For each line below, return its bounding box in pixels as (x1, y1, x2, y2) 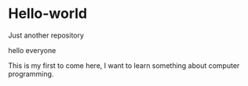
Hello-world (8, 5, 88, 23)
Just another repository (8, 30, 85, 40)
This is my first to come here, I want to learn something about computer (8, 60, 240, 70)
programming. (8, 69, 54, 78)
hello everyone (8, 45, 57, 55)
